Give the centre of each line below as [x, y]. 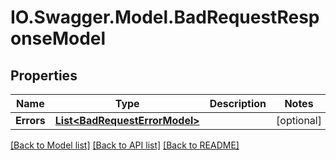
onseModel [58, 38]
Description [238, 103]
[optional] [299, 120]
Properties [44, 75]
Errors [30, 120]
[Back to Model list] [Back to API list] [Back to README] [125, 145]
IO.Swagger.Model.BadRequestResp [165, 17]
